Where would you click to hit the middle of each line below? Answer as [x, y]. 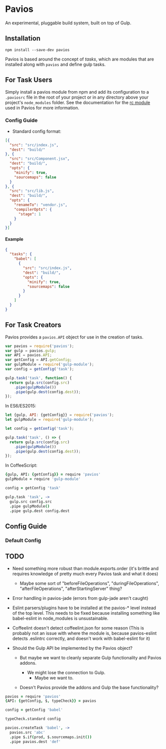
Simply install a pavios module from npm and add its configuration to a [77, 92]
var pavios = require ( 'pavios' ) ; [40, 346]
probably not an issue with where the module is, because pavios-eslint [84, 633]
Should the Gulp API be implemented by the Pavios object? [72, 648]
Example [14, 239]
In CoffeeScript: [21, 465]
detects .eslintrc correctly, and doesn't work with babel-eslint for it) [81, 638]
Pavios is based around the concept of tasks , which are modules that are [80, 59]
